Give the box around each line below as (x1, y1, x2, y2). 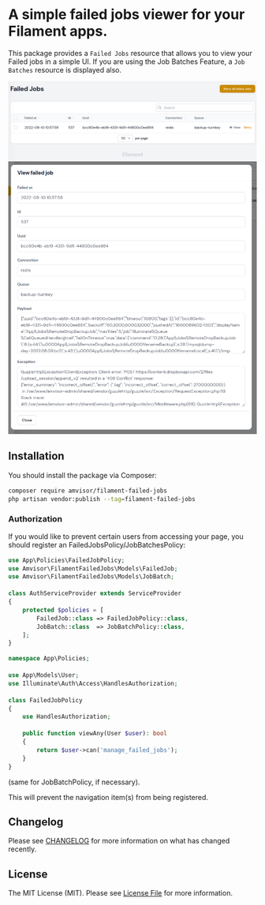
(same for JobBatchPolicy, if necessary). (8, 777, 140, 787)
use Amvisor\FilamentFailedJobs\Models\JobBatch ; (8, 573, 175, 581)
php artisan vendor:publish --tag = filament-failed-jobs (8, 495, 196, 503)
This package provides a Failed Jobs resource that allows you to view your (8, 48, 252, 58)
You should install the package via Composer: (8, 470, 158, 480)
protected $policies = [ (22, 606, 104, 614)
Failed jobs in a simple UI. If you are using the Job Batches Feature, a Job (8, 57, 245, 66)
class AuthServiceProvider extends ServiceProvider (8, 589, 181, 597)
